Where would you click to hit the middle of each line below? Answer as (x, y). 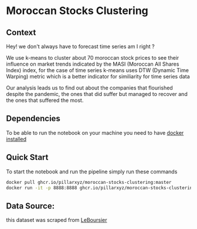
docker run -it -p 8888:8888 (42, 188)
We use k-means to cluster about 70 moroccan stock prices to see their (93, 58)
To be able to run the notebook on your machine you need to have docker (95, 132)
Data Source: (30, 206)
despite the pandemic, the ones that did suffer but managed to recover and (97, 94)
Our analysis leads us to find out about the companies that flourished (89, 88)
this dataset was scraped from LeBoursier (57, 220)
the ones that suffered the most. (45, 100)
